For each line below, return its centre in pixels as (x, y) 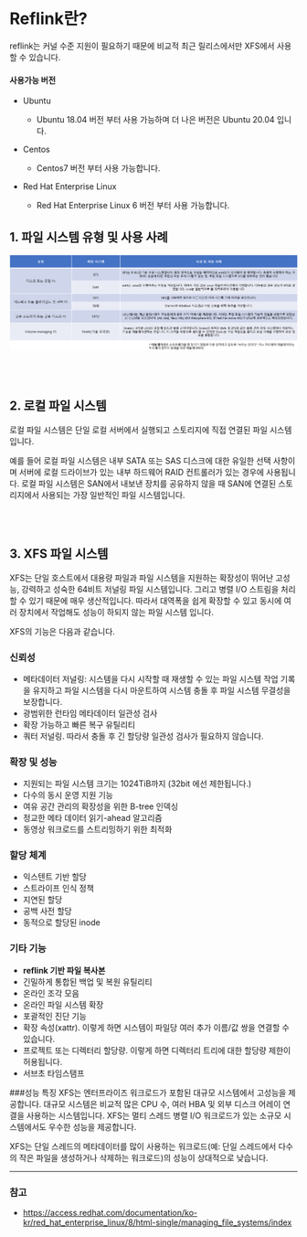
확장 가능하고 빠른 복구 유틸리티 (79, 724)
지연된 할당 (42, 900)
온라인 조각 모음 (51, 993)
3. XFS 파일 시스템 (59, 554)
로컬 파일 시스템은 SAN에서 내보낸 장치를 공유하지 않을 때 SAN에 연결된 (149, 483)
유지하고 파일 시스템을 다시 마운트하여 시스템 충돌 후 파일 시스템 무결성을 (162, 690)
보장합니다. (42, 701)
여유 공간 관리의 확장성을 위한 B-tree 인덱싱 (101, 806)
